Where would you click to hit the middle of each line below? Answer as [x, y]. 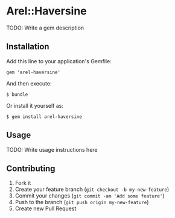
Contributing [31, 168]
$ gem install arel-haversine [44, 117]
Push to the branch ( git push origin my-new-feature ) [82, 202]
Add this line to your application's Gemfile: [59, 61]
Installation [28, 47]
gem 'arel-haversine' [33, 72]
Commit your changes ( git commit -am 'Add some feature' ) [90, 196]
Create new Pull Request [46, 208]
